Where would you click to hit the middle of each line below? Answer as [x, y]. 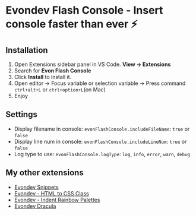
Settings [22, 114]
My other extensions [45, 173]
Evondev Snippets [36, 187]
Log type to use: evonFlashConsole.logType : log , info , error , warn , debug [102, 154]
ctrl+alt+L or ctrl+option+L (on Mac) [60, 89]
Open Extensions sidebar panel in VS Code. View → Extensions [92, 64]
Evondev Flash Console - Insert [84, 10]
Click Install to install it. [43, 77]
